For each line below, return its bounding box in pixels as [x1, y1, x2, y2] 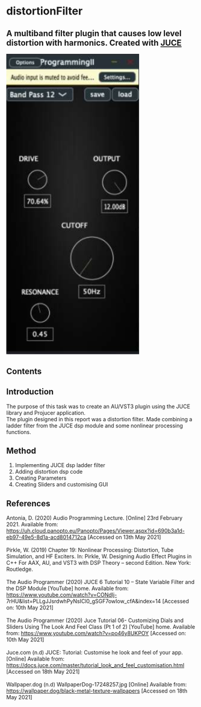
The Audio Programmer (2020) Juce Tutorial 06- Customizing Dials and [6, 617, 184, 624]
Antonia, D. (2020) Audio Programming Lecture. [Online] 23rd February [6, 514, 183, 522]
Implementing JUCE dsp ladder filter [14, 462, 105, 469]
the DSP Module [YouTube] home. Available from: [6, 585, 129, 592]
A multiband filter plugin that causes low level [6, 28, 182, 39]
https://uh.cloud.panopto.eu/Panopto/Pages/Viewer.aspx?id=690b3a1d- [6, 527, 185, 535]
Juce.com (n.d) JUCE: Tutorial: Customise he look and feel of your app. [6, 649, 184, 656]
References [6, 498, 51, 509]
